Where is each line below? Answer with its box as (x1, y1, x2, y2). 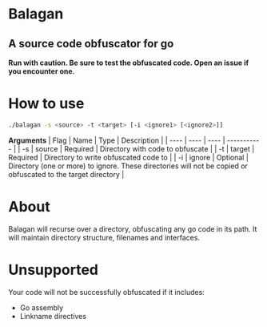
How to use (8, 95, 85, 113)
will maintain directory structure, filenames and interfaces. (8, 232, 201, 242)
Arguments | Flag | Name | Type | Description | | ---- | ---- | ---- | (8, 135, 225, 145)
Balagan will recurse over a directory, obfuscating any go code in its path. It (8, 224, 257, 233)
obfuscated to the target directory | (8, 169, 125, 179)
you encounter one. (8, 67, 75, 76)
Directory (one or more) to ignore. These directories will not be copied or (8, 161, 248, 171)
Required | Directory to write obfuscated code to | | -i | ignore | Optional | (8, 152, 249, 162)
